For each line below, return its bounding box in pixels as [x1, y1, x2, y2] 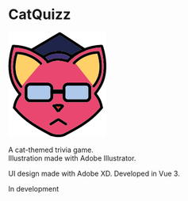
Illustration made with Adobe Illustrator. [8, 153, 136, 163]
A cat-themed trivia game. [8, 145, 94, 154]
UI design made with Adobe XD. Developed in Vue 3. [8, 169, 180, 178]
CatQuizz [8, 6, 71, 24]
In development [8, 184, 59, 193]
